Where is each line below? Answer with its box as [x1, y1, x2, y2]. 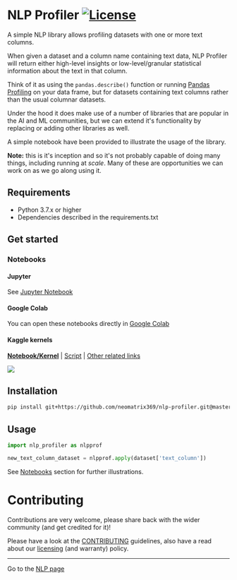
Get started [7, 234, 59, 246]
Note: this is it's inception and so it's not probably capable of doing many [7, 151, 221, 159]
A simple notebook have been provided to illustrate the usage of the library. [7, 138, 226, 146]
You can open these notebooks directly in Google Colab [7, 320, 170, 328]
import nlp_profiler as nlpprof [7, 442, 102, 449]
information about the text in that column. [7, 66, 128, 75]
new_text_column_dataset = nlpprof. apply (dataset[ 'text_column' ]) [7, 455, 207, 462]
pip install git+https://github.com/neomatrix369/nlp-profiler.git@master [7, 404, 232, 411]
